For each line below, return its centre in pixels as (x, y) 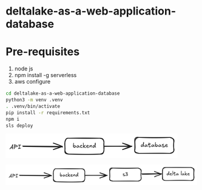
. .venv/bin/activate (33, 106)
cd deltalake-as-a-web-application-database (63, 93)
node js (24, 69)
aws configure (32, 82)
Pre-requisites (43, 52)
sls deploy (19, 126)
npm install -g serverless (45, 75)
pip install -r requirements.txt (48, 113)
